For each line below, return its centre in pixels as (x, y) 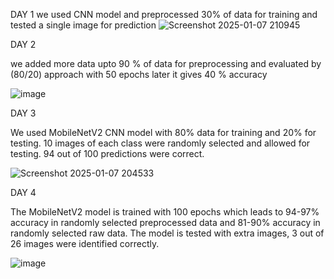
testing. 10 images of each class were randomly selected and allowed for (160, 143)
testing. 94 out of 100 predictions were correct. (107, 153)
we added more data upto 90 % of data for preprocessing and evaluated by (166, 63)
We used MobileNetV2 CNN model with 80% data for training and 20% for (163, 132)
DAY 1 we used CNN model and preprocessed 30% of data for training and (164, 14)
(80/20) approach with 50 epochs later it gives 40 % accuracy (139, 74)
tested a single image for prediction (83, 25)
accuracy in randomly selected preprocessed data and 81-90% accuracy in (165, 222)
